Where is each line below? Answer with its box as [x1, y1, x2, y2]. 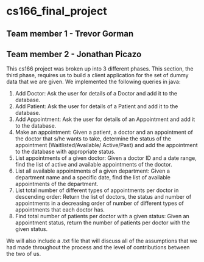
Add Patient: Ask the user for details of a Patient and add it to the [15, 103, 178, 110]
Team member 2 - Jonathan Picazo [6, 49, 142, 59]
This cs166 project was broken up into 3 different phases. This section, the [6, 65, 194, 72]
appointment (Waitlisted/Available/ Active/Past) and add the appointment [15, 142, 198, 149]
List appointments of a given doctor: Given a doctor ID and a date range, [15, 154, 197, 162]
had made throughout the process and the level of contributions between [6, 244, 190, 251]
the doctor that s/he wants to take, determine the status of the [15, 135, 172, 142]
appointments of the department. [15, 181, 99, 188]
